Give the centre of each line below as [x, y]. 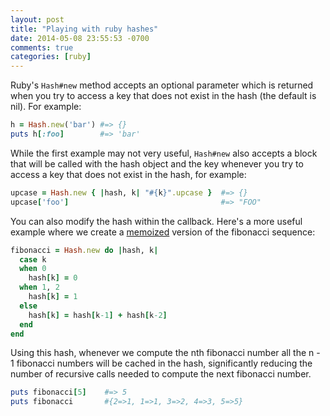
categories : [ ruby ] [51, 57]
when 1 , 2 [39, 287]
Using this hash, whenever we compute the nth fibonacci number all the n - [165, 353]
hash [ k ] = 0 [53, 278]
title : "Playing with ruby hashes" [84, 29]
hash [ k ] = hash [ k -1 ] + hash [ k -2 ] [98, 315]
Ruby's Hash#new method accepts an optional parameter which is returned [162, 85]
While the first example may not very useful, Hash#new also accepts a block [164, 153]
